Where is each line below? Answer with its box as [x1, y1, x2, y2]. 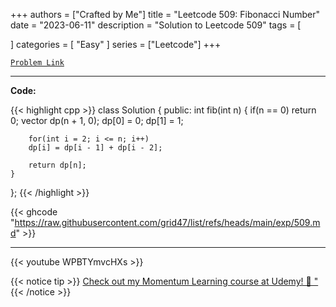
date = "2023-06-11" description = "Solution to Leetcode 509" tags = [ [10, 19, 302, 31]
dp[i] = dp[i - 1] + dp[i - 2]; [28, 143, 163, 153]
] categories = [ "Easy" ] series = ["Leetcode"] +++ [10, 39, 222, 50]
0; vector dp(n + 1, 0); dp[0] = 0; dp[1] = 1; [10, 115, 184, 126]
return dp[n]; [28, 160, 87, 170]
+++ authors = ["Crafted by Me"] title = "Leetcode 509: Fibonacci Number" [10, 9, 320, 20]
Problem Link [10, 58, 65, 68]
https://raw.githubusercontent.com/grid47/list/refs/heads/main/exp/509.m [14, 217, 321, 228]
